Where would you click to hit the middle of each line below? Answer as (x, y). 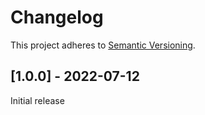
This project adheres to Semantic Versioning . (103, 45)
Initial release (37, 100)
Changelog (57, 17)
